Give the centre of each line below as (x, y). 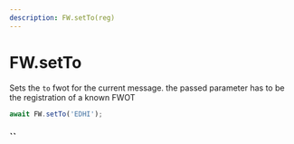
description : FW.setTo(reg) (62, 18)
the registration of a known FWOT (72, 97)
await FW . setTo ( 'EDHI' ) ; (56, 114)
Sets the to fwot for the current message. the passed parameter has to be (147, 88)
